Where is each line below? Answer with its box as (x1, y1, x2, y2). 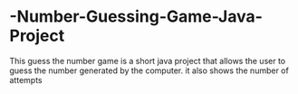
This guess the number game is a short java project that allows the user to (9, 55, 286, 66)
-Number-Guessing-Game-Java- (9, 6, 263, 27)
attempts (9, 74, 43, 85)
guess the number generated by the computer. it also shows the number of (9, 65, 290, 76)
